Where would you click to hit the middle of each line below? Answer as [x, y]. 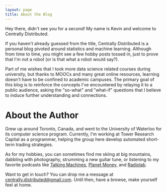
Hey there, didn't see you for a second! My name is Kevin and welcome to [81, 28]
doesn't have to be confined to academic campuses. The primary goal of [80, 79]
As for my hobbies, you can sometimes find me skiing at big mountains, [78, 154]
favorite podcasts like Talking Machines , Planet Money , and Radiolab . [76, 165]
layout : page [19, 10]
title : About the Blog [29, 14]
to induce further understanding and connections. [56, 95]
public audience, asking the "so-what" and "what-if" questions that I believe [83, 90]
